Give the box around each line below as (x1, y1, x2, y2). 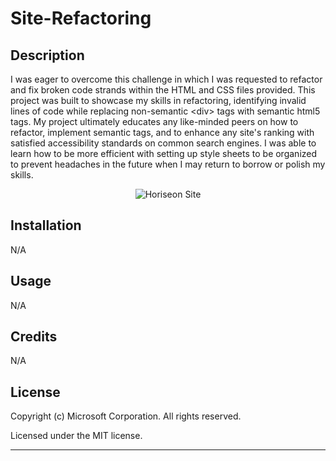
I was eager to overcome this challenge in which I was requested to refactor (10, 73, 323, 85)
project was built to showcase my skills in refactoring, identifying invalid (10, 95, 307, 106)
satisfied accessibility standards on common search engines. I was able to (10, 137, 317, 149)
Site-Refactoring (10, 7, 152, 30)
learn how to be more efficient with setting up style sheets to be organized (10, 148, 318, 159)
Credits (10, 328, 58, 346)
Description (10, 47, 85, 64)
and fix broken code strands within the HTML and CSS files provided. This (10, 84, 316, 96)
